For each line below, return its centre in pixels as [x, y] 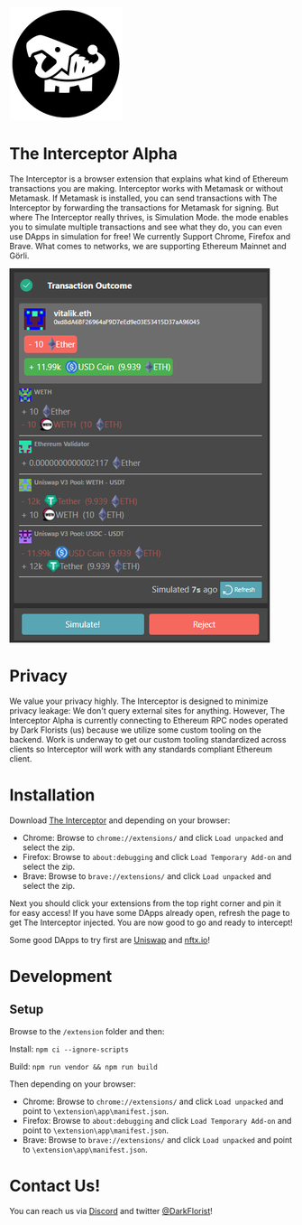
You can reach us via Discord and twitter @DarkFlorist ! [111, 1211]
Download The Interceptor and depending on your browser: [120, 820]
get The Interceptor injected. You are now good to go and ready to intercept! [151, 922]
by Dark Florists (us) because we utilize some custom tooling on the [135, 730]
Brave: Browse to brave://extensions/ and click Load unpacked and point [157, 1139]
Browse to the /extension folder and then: [87, 1031]
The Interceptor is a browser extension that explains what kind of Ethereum [149, 179]
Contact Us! [55, 1186]
